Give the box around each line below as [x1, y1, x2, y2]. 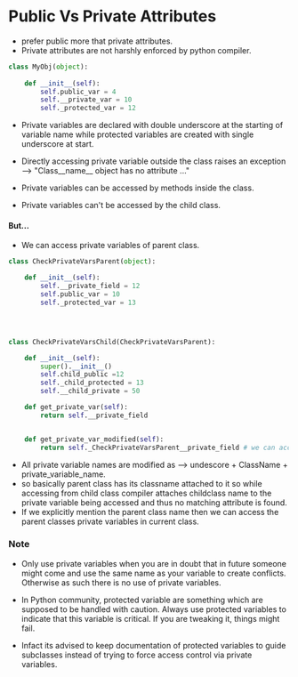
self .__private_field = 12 [40, 282, 141, 291]
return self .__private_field [40, 411, 149, 420]
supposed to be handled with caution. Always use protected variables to [20, 603, 286, 615]
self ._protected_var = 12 [40, 104, 137, 113]
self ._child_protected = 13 [40, 378, 144, 388]
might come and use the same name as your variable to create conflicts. [20, 568, 286, 578]
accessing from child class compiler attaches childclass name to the [20, 488, 272, 498]
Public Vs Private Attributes [8, 6, 217, 27]
